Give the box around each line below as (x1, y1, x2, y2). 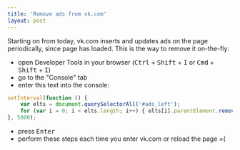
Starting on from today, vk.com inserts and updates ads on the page (7, 36, 209, 45)
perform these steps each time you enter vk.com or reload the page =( (17, 134, 226, 143)
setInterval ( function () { (7, 94, 88, 102)
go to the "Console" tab (17, 73, 88, 82)
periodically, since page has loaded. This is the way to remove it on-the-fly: (7, 44, 230, 53)
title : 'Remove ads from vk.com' (7, 10, 107, 18)
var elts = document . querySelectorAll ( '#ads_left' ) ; (20, 101, 181, 108)
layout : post (7, 17, 46, 24)
